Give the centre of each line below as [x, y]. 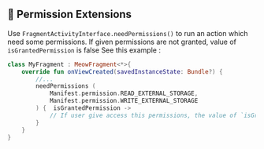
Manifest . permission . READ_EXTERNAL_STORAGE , [124, 94]
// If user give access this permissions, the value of [143, 115]
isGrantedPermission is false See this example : [84, 50]
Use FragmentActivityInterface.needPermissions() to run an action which [128, 33]
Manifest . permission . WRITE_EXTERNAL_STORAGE [124, 101]
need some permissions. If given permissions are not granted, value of [122, 42]
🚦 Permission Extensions [69, 15]
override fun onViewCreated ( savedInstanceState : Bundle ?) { [122, 71]
